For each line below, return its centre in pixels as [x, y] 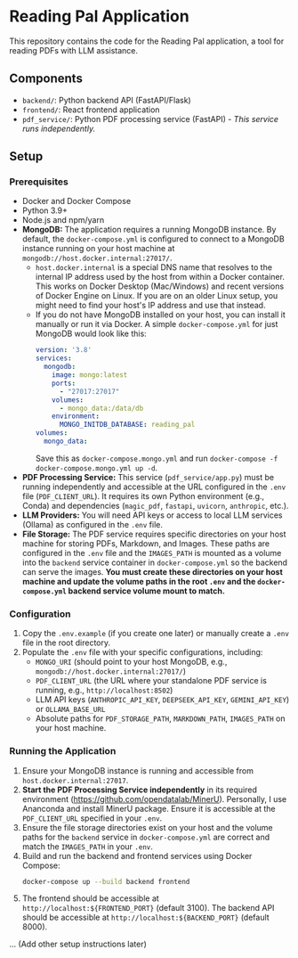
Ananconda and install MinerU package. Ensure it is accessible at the [149, 808]
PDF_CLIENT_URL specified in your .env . [92, 818]
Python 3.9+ [45, 210]
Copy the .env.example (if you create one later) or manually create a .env [155, 634]
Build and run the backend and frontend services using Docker [137, 856]
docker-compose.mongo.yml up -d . [97, 467]
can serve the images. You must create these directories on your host [152, 571]
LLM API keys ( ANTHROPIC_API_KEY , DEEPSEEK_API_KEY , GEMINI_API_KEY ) [162, 700]
